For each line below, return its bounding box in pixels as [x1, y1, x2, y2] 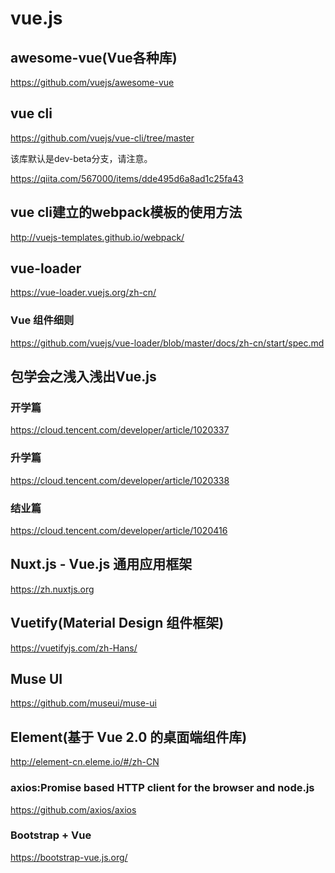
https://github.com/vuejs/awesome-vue [10, 77, 175, 88]
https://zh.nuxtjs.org [10, 583, 95, 595]
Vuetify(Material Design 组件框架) [10, 615, 225, 632]
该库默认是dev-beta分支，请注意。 [10, 152, 153, 164]
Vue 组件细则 [10, 313, 75, 327]
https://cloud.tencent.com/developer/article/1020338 [10, 474, 230, 486]
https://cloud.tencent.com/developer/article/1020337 [10, 424, 230, 436]
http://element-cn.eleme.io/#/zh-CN [10, 756, 160, 768]
